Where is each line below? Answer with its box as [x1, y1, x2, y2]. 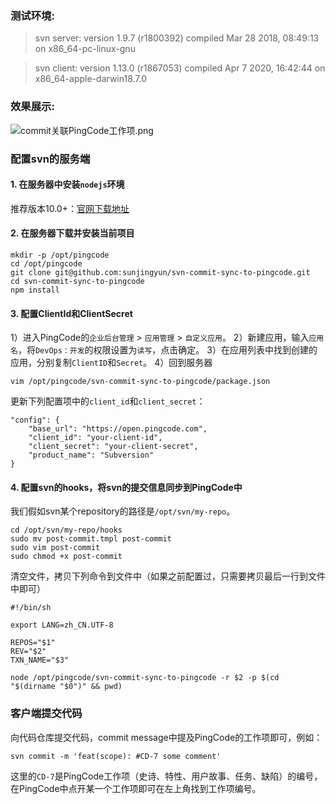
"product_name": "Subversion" [28, 450, 155, 461]
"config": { [10, 415, 60, 426]
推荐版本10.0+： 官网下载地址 [10, 202, 130, 214]
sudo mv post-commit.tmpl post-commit [10, 534, 172, 544]
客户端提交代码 [10, 707, 83, 721]
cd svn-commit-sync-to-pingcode [10, 276, 145, 286]
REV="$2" [10, 647, 47, 657]
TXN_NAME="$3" [10, 655, 70, 666]
